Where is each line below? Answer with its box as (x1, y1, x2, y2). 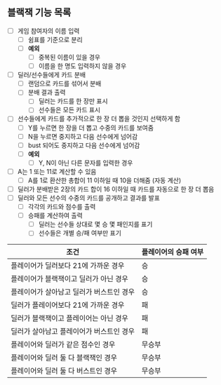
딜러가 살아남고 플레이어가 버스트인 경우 (11, 327, 135, 337)
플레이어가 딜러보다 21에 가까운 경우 (11, 261, 125, 271)
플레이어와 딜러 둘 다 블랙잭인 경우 (11, 353, 118, 363)
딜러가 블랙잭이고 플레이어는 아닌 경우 (11, 313, 128, 323)
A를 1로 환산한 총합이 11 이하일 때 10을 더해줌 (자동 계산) (27, 176, 182, 184)
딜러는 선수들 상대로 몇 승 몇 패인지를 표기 (38, 220, 153, 229)
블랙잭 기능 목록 (7, 6, 72, 19)
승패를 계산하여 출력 (27, 211, 83, 219)
